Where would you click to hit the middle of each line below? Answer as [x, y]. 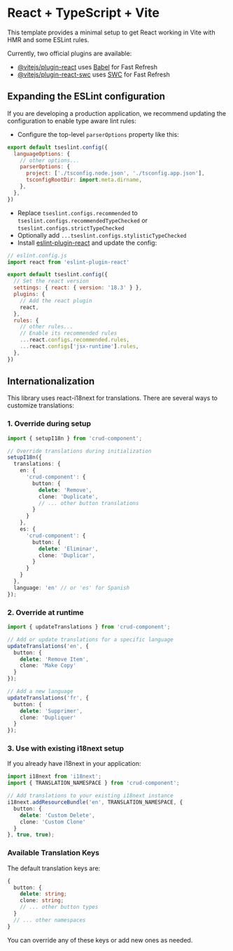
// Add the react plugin [56, 301]
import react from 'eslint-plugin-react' [69, 262]
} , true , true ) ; [31, 835]
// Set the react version [51, 281]
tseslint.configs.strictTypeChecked [71, 228]
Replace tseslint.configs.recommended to [77, 213]
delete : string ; [44, 894]
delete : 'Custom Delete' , [58, 815]
